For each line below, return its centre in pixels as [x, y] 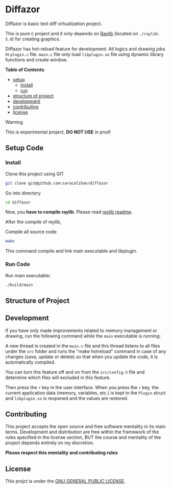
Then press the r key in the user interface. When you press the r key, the [82, 387]
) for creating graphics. [36, 39]
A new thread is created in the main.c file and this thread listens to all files [83, 346]
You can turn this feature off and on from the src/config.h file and [75, 372]
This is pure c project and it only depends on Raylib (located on [72, 33]
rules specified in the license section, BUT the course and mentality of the [83, 437]
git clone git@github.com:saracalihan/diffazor [57, 183]
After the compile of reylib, [33, 222]
